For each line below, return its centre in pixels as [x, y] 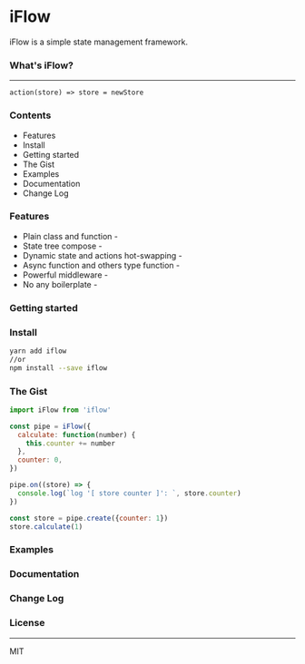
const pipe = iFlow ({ [50, 426]
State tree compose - [62, 246]
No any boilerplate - [60, 284]
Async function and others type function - [101, 265]
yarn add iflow [38, 351]
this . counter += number [71, 443]
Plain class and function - [70, 236]
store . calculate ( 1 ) [46, 527]
